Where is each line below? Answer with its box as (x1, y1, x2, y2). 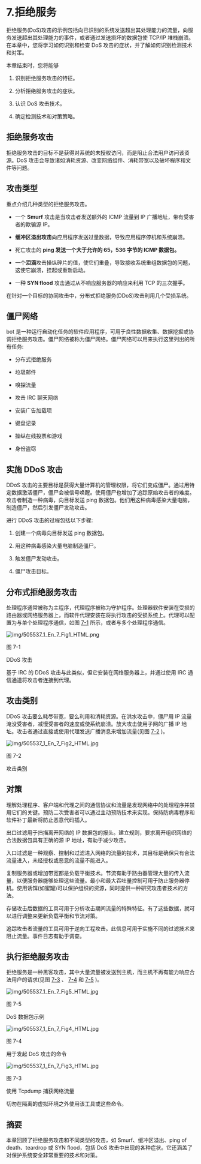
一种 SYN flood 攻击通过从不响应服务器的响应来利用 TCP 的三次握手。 (14, 279, 188, 286)
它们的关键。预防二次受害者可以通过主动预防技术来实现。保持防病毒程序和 (11, 808, 195, 816)
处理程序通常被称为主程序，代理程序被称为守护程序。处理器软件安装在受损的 (6, 604, 195, 611)
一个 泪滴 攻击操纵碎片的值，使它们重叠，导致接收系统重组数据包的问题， (14, 259, 193, 266)
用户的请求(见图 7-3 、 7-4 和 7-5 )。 (11, 976, 103, 983)
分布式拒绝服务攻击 (6, 587, 77, 597)
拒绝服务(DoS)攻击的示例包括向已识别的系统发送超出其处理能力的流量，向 (6, 26, 188, 34)
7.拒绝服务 (6, 5, 57, 19)
